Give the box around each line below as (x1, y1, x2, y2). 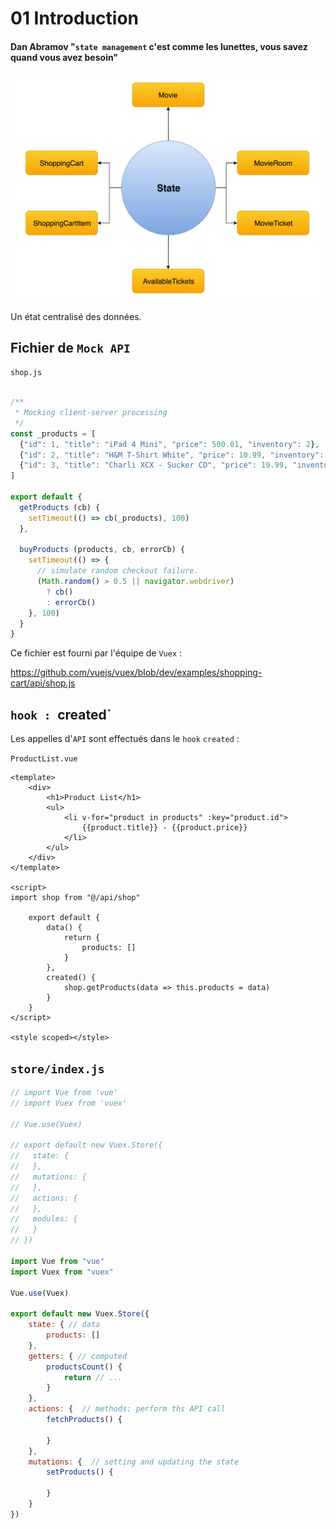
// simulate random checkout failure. (36, 566, 199, 576)
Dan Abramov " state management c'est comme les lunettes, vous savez (10, 40, 308, 52)
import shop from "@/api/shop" (10, 893, 141, 903)
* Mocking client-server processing (14, 408, 168, 418)
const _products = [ (10, 428, 97, 439)
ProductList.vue (10, 754, 78, 764)
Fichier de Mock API (10, 339, 131, 356)
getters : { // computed (28, 1351, 128, 1361)
